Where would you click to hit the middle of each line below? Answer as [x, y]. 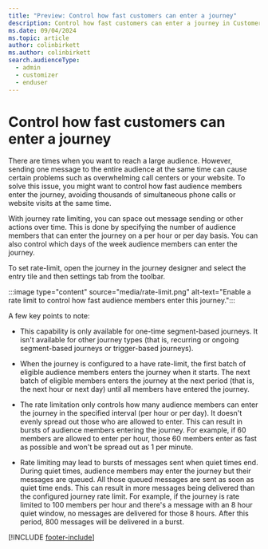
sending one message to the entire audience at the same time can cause [128, 169]
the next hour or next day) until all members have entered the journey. [134, 389]
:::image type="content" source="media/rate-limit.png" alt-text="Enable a [130, 292]
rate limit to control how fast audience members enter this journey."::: [122, 301]
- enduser [32, 82]
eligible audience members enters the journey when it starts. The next [135, 373]
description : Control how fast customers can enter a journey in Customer [135, 23]
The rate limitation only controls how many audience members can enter [139, 405]
